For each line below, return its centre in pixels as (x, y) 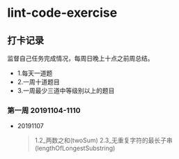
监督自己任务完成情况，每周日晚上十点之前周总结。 (80, 58)
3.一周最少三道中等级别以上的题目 (66, 91)
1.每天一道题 (35, 73)
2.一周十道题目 (39, 82)
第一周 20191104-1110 (44, 110)
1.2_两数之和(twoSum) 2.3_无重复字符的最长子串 (103, 140)
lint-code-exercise (62, 13)
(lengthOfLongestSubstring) (75, 149)
